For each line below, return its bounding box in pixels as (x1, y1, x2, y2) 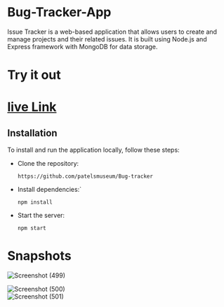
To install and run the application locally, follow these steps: (7, 145, 180, 155)
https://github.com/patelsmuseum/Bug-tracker (17, 173, 153, 180)
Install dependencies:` (17, 185, 82, 194)
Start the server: (17, 211, 65, 220)
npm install (17, 199, 53, 206)
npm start (17, 225, 47, 232)
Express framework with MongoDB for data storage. (7, 42, 158, 51)
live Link (7, 99, 57, 115)
